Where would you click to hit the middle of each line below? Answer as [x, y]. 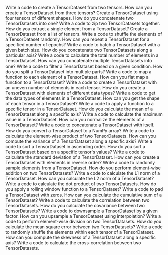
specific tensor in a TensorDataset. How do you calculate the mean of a [79, 109]
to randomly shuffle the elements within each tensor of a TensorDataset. [80, 232]
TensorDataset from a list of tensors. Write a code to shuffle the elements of [84, 34]
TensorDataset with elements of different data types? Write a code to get [80, 93]
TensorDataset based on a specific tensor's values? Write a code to [75, 152]
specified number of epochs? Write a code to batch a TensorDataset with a [83, 45]
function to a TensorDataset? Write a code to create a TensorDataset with [81, 82]
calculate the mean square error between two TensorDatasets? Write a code [84, 227]
